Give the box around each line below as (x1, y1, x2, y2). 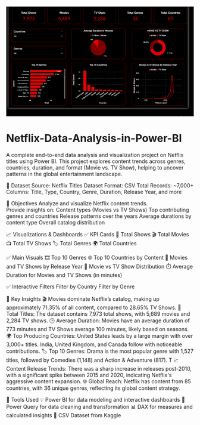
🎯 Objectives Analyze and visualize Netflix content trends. (6, 199, 148, 207)
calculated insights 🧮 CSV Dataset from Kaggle (6, 411, 121, 418)
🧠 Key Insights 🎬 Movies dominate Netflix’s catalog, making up (6, 295, 160, 302)
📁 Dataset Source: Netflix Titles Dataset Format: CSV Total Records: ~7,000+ (6, 181, 194, 189)
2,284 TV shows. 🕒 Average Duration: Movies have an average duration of (6, 317, 190, 324)
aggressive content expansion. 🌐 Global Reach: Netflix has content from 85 (6, 377, 192, 385)
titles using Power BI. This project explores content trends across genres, (6, 158, 186, 165)
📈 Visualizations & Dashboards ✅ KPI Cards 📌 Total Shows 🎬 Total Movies (6, 230, 189, 238)
